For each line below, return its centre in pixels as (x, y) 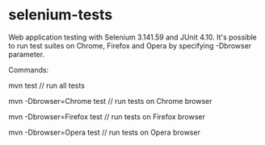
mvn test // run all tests (46, 85)
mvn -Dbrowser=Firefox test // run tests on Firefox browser (107, 116)
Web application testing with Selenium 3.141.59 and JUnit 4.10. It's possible (132, 37)
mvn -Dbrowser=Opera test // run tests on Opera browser (104, 132)
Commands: (29, 69)
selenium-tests (61, 15)
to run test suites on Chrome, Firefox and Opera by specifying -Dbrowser (130, 45)
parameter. (27, 54)
